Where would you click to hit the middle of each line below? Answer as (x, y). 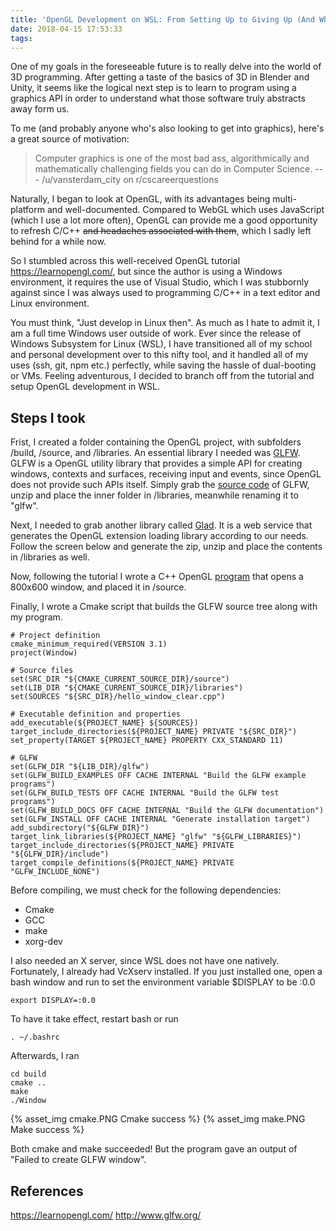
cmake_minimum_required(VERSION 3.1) (89, 644)
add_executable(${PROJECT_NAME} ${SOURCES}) (104, 723)
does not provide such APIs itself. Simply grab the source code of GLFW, (160, 485)
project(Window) (44, 653)
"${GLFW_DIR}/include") (60, 854)
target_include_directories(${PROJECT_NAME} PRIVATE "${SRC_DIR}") (154, 732)
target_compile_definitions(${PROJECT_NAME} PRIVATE (122, 863)
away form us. (40, 109)
